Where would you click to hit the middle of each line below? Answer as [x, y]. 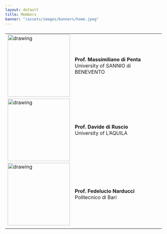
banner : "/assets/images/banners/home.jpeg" [52, 19]
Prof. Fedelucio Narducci [105, 191]
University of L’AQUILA [101, 133]
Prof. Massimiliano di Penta [108, 59]
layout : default [22, 10]
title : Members [21, 14]
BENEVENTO [90, 72]
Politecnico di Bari [96, 198]
